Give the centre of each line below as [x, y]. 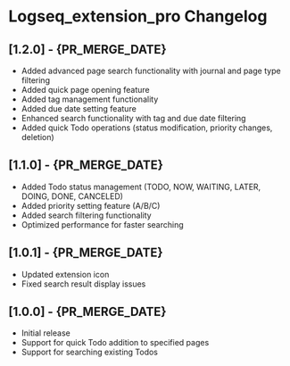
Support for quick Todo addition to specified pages [115, 343]
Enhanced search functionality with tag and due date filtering [133, 118]
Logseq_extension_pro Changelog [138, 17]
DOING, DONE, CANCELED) [72, 196]
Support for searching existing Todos [89, 352]
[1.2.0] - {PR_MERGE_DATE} [87, 50]
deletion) [37, 137]
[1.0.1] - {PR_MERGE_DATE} [86, 253]
